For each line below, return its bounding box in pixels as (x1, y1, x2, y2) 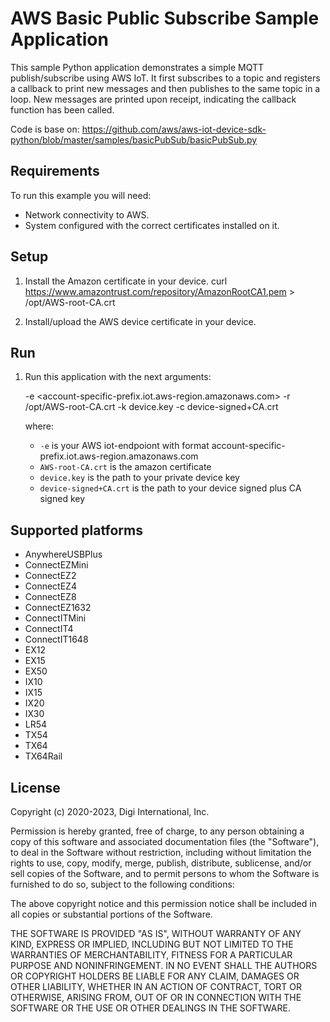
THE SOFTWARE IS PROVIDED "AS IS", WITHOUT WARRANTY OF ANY (10, 928, 302, 939)
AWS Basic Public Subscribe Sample (10, 7, 320, 30)
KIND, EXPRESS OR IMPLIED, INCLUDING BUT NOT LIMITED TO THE (10, 938, 294, 950)
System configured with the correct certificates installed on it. (24, 219, 280, 231)
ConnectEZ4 (24, 580, 77, 592)
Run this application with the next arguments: (24, 371, 212, 383)
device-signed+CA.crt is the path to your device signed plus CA (39, 482, 302, 494)
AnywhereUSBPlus (24, 548, 103, 561)
